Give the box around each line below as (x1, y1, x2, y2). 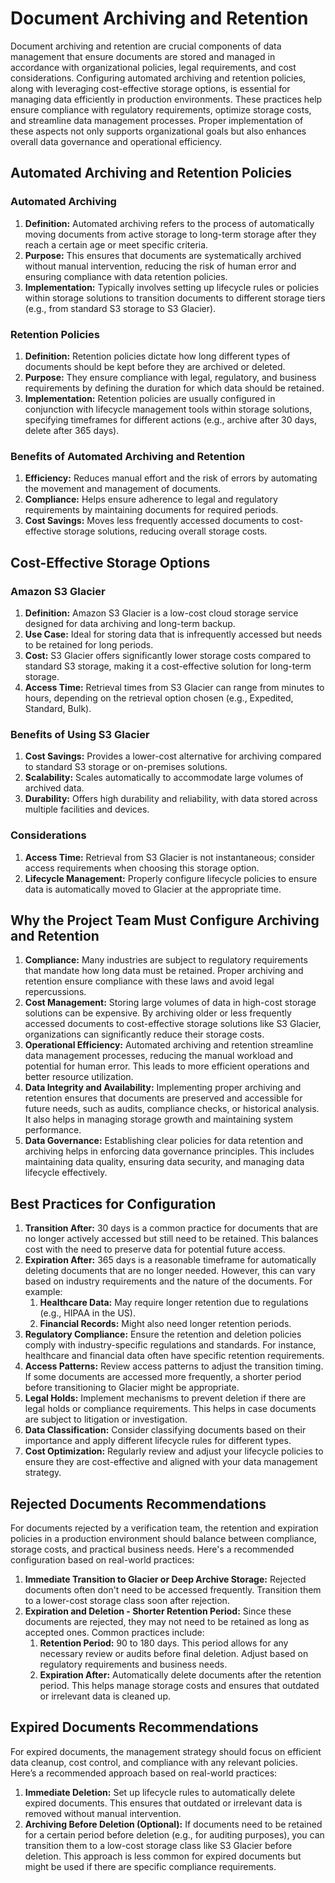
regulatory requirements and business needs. (39, 1658, 228, 1670)
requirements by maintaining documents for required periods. (24, 504, 279, 516)
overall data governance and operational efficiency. (10, 135, 222, 147)
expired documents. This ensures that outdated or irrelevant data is (24, 1797, 303, 1809)
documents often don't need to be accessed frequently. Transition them (24, 1583, 322, 1596)
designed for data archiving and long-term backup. (24, 617, 236, 629)
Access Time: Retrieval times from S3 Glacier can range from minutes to (24, 681, 325, 693)
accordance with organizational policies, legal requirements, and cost (10, 61, 297, 73)
